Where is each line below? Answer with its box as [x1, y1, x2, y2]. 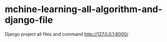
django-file [5, 14, 53, 26]
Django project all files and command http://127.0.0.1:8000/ [5, 31, 129, 37]
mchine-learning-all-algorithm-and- [5, 4, 163, 15]
